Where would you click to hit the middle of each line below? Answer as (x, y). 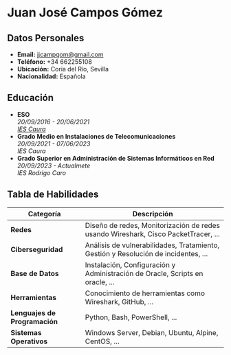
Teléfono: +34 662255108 (55, 62)
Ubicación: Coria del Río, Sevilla (63, 69)
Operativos (29, 341)
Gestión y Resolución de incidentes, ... (146, 253)
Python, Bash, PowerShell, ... (131, 317)
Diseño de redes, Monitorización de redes (152, 225)
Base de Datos (35, 273)
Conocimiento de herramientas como (145, 293)
